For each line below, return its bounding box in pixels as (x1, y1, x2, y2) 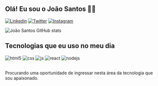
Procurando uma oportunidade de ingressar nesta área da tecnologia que (5, 70, 153, 76)
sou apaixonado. (5, 75, 39, 81)
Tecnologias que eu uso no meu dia (5, 42, 115, 50)
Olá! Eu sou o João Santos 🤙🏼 (5, 5, 96, 13)
